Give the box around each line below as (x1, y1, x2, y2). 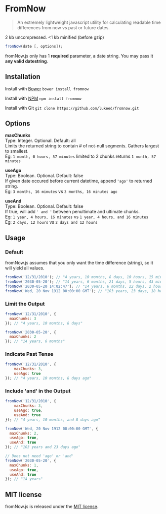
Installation (5, 72, 41, 81)
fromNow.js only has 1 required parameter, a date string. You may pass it (5, 53, 153, 59)
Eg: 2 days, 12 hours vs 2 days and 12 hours (5, 219, 98, 225)
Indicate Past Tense (5, 351, 53, 358)
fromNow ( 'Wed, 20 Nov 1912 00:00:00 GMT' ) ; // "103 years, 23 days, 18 (5, 288, 156, 293)
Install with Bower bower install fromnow (5, 85, 89, 92)
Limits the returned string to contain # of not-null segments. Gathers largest (5, 143, 159, 149)
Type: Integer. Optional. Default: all (5, 137, 76, 144)
